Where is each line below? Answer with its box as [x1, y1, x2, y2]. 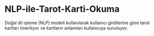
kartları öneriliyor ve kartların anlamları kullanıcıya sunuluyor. [4, 25, 128, 31]
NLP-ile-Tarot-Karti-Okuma [4, 3, 120, 15]
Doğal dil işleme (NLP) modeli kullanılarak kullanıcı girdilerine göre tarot [4, 20, 150, 26]
